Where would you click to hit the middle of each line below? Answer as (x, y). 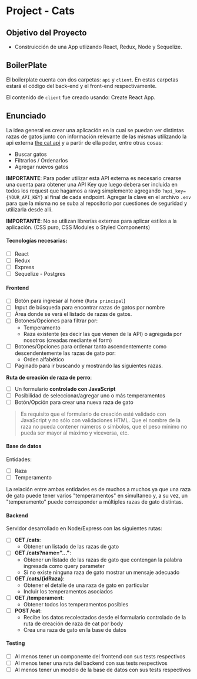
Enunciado (26, 116)
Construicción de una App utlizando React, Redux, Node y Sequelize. (98, 47)
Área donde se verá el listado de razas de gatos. (73, 314)
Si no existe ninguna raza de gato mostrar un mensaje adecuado (101, 572)
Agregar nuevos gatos (41, 167)
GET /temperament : (39, 598)
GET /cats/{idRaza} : (39, 578)
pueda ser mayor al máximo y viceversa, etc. (75, 433)
